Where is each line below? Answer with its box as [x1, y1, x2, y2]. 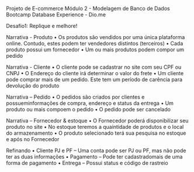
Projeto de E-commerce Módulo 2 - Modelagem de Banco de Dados [6, 5, 171, 12]
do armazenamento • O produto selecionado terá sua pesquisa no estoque [6, 129, 186, 136]
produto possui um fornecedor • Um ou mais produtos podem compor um [6, 46, 185, 53]
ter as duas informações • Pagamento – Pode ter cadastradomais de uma [6, 153, 183, 160]
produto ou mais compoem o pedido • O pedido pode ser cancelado [6, 106, 171, 113]
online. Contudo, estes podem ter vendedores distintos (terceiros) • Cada [6, 40, 183, 47]
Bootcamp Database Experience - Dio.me [6, 11, 106, 18]
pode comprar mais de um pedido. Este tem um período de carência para [6, 76, 183, 83]
